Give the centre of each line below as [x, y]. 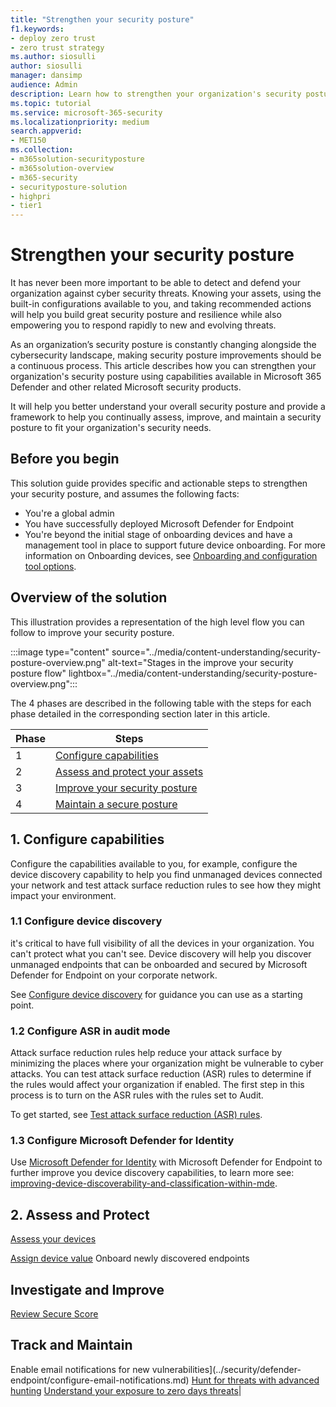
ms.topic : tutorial [51, 103]
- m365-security [44, 177]
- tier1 [26, 206]
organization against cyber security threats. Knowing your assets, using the [166, 293]
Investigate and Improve [87, 1289]
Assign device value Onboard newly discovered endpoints [130, 1258]
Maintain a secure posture [116, 804]
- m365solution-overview [62, 168]
